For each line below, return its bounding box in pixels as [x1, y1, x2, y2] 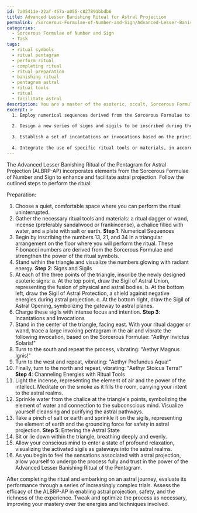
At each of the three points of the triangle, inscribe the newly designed [15, 271, 186, 278]
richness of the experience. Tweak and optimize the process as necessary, [6, 494, 188, 501]
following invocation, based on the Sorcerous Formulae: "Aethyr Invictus [15, 333, 189, 340]
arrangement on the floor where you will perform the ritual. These [15, 240, 174, 247]
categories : [6, 25, 36, 31]
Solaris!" [15, 339, 36, 346]
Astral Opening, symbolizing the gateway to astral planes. [15, 302, 154, 309]
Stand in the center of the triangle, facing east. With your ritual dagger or [15, 321, 191, 328]
